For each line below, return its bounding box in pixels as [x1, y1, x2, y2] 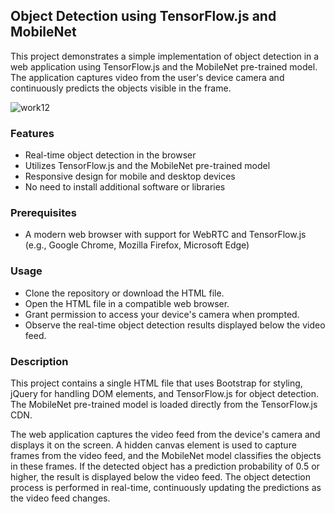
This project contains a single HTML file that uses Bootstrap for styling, [10, 377, 303, 389]
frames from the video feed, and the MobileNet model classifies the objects [10, 450, 322, 461]
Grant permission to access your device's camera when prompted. [24, 308, 300, 320]
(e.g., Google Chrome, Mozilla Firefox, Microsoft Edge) [24, 239, 250, 251]
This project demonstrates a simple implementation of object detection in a [10, 50, 320, 62]
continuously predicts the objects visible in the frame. [10, 82, 232, 94]
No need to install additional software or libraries [24, 181, 226, 193]
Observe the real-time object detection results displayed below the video [24, 319, 326, 331]
